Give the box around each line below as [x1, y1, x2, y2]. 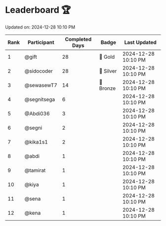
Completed [65, 36, 92, 42]
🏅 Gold [99, 53, 115, 60]
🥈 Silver [99, 68, 117, 75]
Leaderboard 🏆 [5, 4, 71, 16]
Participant [27, 38, 54, 45]
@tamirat [24, 167, 46, 174]
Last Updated [124, 38, 157, 45]
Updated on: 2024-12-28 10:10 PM [5, 24, 76, 30]
